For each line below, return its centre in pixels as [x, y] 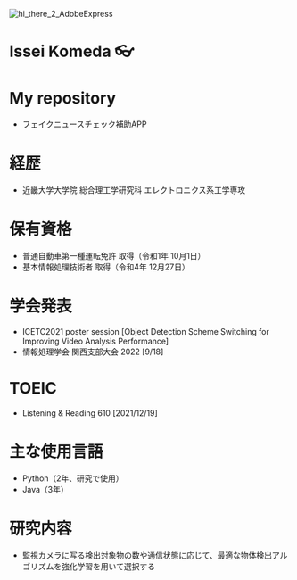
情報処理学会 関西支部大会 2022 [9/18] [93, 352]
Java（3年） [45, 489]
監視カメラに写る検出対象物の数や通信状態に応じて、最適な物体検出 [147, 555]
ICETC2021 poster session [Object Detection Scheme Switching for [145, 331]
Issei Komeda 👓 [72, 51]
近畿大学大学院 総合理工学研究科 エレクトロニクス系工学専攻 [134, 190]
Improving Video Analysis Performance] [95, 341]
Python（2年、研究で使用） [73, 478]
